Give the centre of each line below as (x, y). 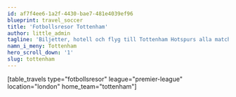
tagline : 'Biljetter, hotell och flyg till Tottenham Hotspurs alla (110, 40)
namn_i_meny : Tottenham (42, 46)
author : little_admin (39, 33)
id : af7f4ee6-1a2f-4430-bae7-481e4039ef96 (70, 14)
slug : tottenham (31, 59)
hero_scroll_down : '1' (40, 53)
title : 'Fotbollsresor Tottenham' (58, 27)
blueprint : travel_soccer (45, 20)
